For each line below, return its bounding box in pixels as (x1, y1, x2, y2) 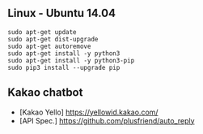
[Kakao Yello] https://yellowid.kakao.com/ (19, 107, 159, 117)
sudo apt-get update (7, 28, 78, 36)
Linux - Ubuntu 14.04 (7, 6, 116, 20)
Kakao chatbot (7, 85, 83, 100)
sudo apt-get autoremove (7, 42, 91, 50)
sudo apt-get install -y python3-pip (7, 56, 135, 64)
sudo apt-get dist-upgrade (7, 35, 99, 43)
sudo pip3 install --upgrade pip (7, 63, 121, 71)
